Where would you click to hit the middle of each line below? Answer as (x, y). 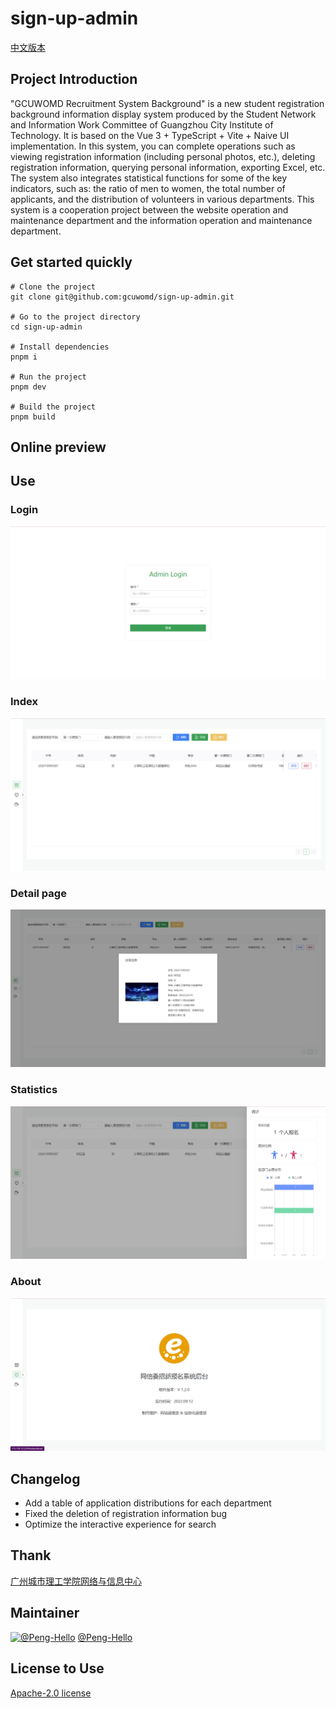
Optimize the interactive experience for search (120, 1524)
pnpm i (24, 357)
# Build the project (53, 407)
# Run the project (48, 377)
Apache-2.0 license (51, 1693)
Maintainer (45, 1613)
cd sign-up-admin (46, 327)
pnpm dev (28, 387)
